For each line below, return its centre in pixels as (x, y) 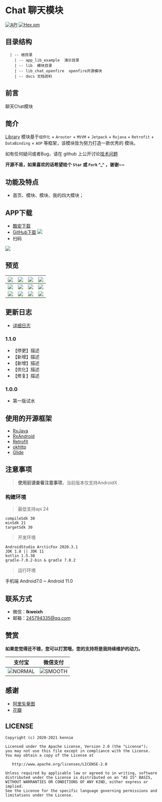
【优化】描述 (26, 369)
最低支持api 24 (33, 509)
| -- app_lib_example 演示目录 (47, 60)
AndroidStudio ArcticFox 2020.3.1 (42, 547)
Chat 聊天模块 (34, 10)
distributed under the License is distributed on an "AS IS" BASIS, (79, 778)
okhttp (19, 447)
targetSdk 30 (19, 527)
